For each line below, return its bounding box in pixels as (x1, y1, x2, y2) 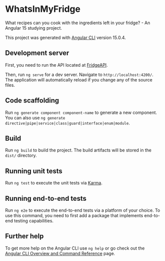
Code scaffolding (5, 96, 59, 105)
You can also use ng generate (5, 114, 66, 120)
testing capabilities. (14, 218, 54, 224)
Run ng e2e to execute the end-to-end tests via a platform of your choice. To (5, 207, 161, 213)
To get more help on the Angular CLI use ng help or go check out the (5, 245, 145, 251)
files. (5, 82, 15, 88)
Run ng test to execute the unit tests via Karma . (5, 180, 102, 186)
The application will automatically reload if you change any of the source (5, 76, 153, 82)
